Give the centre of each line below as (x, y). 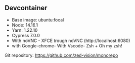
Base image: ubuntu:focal (38, 20)
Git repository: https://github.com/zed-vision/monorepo (61, 55)
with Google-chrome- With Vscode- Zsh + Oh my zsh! (67, 45)
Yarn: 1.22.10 (25, 30)
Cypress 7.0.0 (26, 35)
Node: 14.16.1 (25, 25)
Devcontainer (26, 8)
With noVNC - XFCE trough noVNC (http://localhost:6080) (71, 41)
